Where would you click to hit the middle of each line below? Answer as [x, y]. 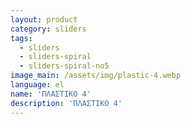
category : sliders [48, 29]
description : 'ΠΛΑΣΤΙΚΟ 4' [66, 103]
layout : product [44, 19]
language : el [37, 85]
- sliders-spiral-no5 [64, 66]
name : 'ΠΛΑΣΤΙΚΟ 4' [51, 94]
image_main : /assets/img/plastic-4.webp [96, 76]
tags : [21, 38]
